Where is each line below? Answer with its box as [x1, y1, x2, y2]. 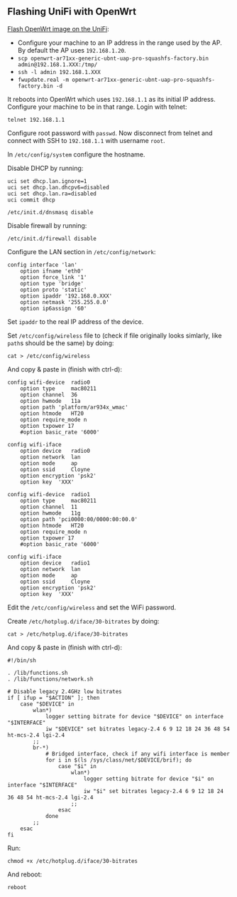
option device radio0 [20, 447, 91, 454]
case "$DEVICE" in [20, 701, 75, 708]
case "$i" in [57, 762, 97, 770]
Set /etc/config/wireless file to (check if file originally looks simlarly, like [7, 331, 222, 340]
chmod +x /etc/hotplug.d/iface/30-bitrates [7, 857, 138, 864]
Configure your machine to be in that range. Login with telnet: [7, 103, 187, 111]
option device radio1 [20, 559, 91, 567]
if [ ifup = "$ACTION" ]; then [7, 694, 100, 701]
